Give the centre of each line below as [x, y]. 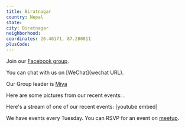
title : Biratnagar [29, 11]
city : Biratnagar [27, 28]
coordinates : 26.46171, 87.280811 [49, 39]
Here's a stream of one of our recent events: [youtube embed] [82, 106]
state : [14, 22]
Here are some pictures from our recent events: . [66, 95]
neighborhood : [24, 34]
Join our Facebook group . [38, 61]
